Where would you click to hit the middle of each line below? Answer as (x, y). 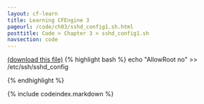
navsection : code (33, 40)
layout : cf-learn (33, 14)
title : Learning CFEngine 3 (49, 20)
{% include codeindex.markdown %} (60, 94)
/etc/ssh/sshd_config (38, 67)
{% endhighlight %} (36, 80)
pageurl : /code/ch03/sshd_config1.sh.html (70, 27)
